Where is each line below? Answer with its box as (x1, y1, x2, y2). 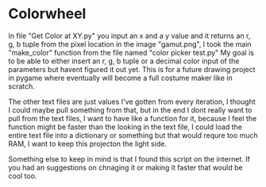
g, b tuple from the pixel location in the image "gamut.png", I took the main (8, 39, 252, 48)
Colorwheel (8, 5, 87, 23)
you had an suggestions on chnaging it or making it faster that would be (8, 162, 244, 172)
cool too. (8, 171, 37, 181)
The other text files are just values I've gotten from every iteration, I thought (8, 97, 256, 106)
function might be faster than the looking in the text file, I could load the (8, 122, 242, 132)
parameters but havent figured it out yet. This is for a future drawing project (8, 64, 256, 74)
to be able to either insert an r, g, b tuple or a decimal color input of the (8, 56, 240, 66)
